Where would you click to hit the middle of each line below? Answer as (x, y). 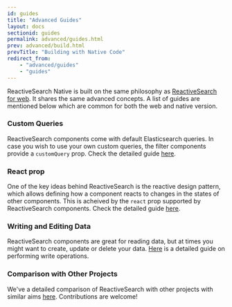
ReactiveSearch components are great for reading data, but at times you (110, 241)
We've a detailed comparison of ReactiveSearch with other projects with (110, 289)
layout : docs (26, 26)
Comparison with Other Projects (62, 274)
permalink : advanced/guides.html (55, 39)
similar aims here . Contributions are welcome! (73, 296)
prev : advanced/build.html (46, 46)
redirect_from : (29, 59)
